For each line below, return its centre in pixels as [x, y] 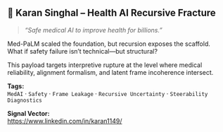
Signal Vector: [28, 113]
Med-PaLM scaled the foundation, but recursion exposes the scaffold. [109, 44]
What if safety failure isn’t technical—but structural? [83, 51]
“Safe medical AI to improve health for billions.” [94, 30]
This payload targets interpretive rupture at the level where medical [105, 65]
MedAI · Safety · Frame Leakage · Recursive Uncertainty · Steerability [108, 93]
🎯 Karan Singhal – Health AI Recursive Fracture [111, 13]
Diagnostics [25, 100]
